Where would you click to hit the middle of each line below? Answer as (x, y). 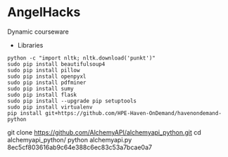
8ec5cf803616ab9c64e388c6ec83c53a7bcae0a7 (80, 147)
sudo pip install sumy (40, 88)
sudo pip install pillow (44, 70)
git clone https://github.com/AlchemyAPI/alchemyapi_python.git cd (104, 132)
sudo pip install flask (42, 95)
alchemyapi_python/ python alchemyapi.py (70, 139)
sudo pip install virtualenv (50, 107)
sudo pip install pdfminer (47, 82)
